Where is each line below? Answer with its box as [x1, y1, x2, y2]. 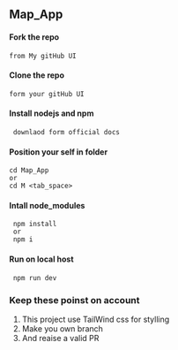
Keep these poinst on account [9, 293, 140, 306]
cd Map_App [9, 166, 49, 175]
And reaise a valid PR [21, 332, 100, 343]
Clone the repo [9, 70, 64, 80]
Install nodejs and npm [9, 108, 94, 118]
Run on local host [9, 254, 74, 264]
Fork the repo [9, 31, 60, 42]
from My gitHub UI [9, 51, 77, 60]
